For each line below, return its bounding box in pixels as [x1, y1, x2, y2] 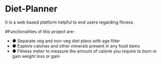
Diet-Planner [5, 3, 58, 14]
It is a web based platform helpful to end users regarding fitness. [5, 19, 134, 25]
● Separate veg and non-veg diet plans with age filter [12, 38, 120, 44]
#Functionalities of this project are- [5, 28, 75, 34]
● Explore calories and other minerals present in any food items [12, 43, 140, 49]
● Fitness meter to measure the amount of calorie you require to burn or [12, 48, 157, 54]
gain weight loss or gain [12, 53, 60, 59]
